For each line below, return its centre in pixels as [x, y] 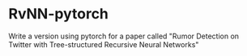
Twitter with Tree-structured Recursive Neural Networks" [104, 44]
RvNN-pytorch [59, 14]
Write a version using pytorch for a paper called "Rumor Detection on [124, 36]
